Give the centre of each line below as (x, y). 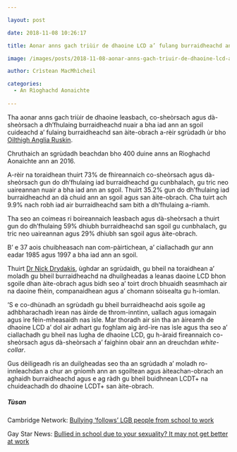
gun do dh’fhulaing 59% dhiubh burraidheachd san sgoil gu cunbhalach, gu (117, 226)
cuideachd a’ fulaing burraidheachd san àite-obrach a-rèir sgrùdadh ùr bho (117, 132)
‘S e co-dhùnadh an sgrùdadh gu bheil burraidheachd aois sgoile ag (107, 304)
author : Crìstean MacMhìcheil (52, 71)
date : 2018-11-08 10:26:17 (47, 33)
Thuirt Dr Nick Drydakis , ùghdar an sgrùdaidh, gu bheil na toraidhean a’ (111, 268)
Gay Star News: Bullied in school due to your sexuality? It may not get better (118, 434)
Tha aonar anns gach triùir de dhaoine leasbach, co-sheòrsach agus (107, 117)
